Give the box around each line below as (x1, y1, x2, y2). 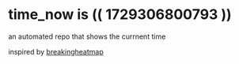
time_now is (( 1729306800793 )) (8, 6, 232, 24)
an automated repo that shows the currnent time (8, 32, 166, 41)
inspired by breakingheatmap (8, 47, 104, 56)
